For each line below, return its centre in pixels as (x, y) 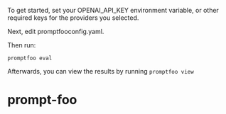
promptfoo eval (30, 58)
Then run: (22, 45)
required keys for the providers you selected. (73, 18)
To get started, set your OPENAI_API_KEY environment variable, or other (113, 10)
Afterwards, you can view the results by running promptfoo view (101, 71)
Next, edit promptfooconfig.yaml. (56, 32)
